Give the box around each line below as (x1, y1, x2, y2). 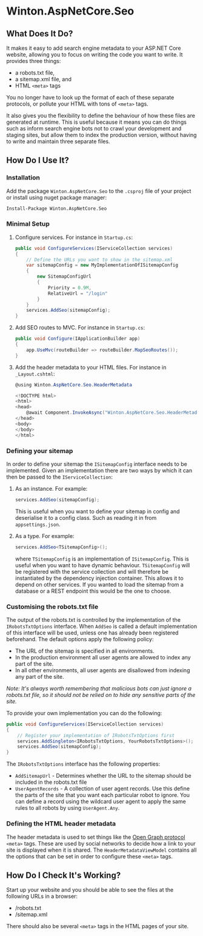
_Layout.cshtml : (15, 370, 56, 377)
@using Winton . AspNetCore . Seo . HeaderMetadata (15, 382, 132, 388)
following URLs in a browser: (6, 893, 78, 900)
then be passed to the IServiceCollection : (6, 473, 113, 480)
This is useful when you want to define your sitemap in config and (15, 508, 180, 515)
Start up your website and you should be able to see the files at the (6, 886, 174, 894)
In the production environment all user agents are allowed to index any (15, 653, 191, 661)
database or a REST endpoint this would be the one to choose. (15, 587, 171, 594)
